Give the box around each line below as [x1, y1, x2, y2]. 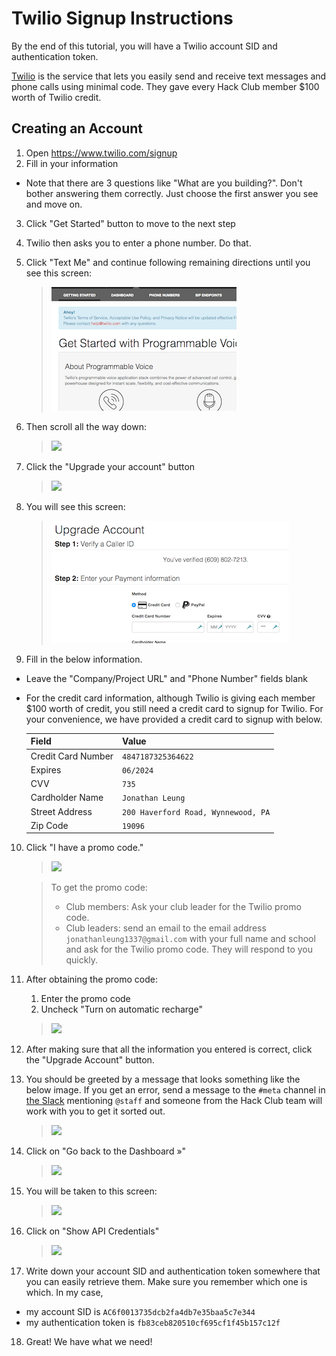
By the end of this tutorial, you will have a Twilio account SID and [11, 40, 278, 52]
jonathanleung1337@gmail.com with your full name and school [65, 933, 316, 945]
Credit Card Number [30, 750, 114, 762]
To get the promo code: [50, 882, 148, 894]
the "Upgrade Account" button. [25, 1054, 155, 1066]
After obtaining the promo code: [25, 973, 159, 986]
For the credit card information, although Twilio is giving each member [25, 692, 316, 704]
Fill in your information [25, 157, 119, 169]
